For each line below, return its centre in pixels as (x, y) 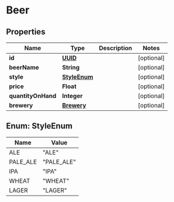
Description (115, 48)
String (71, 67)
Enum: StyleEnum (39, 126)
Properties (26, 32)
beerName (24, 67)
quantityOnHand (33, 96)
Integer (72, 96)
